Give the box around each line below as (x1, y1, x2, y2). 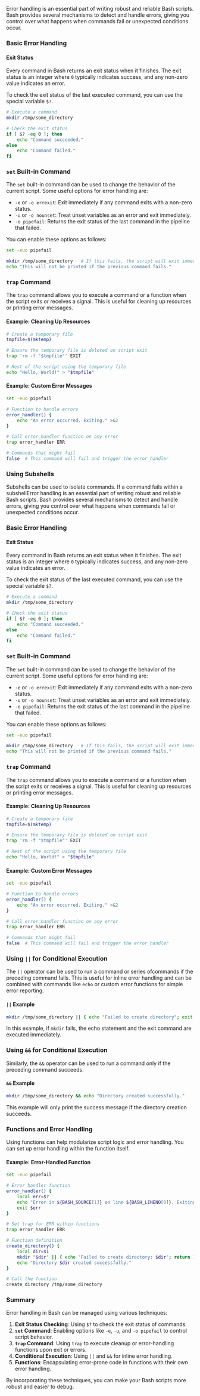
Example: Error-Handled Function (6, 1158, 91, 1165)
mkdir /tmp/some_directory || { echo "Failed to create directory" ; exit (6, 1014, 193, 1020)
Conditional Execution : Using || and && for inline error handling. (14, 1352, 173, 1360)
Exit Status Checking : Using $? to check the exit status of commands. (14, 1321, 187, 1328)
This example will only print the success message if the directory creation (6, 1103, 187, 1110)
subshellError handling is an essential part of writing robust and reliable (6, 490, 182, 497)
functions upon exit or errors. (14, 1346, 87, 1354)
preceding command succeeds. (6, 1066, 85, 1073)
